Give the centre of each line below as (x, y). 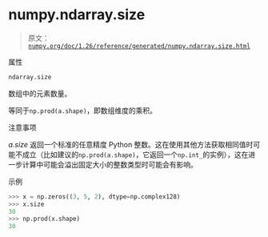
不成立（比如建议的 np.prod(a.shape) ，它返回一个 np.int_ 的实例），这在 (132, 155)
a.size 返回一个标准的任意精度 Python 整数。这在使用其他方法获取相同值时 (131, 144)
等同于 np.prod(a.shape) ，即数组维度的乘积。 (83, 110)
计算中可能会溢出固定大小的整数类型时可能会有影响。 (110, 164)
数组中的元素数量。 (40, 93)
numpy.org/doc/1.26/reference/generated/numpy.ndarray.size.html (139, 46)
